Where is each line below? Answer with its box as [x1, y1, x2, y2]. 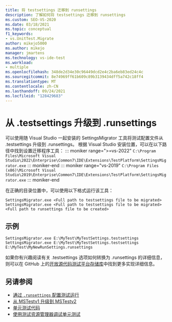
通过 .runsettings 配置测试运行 [12, 292, 80, 298]
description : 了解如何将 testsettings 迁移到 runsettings [5, 12, 126, 17]
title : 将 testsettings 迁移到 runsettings [5, 7, 97, 13]
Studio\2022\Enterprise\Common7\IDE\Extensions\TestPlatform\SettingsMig [5, 158, 167, 163]
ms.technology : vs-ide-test [5, 55, 66, 61]
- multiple [5, 65, 29, 70]
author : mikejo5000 [5, 41, 47, 46]
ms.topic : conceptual [5, 27, 52, 32]
